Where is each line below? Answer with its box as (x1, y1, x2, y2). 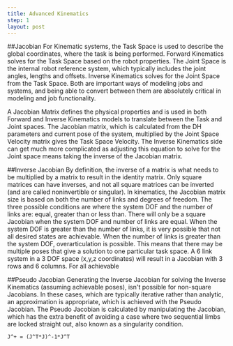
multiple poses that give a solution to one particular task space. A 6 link (7, 247, 213, 255)
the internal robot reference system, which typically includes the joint (7, 64, 206, 73)
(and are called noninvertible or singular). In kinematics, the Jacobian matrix (7, 188, 226, 196)
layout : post (7, 23, 45, 30)
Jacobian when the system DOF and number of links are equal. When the (7, 218, 218, 226)
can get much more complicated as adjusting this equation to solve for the (7, 144, 221, 153)
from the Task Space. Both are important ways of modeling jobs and (7, 80, 204, 88)
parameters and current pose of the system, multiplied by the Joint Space (7, 130, 220, 138)
